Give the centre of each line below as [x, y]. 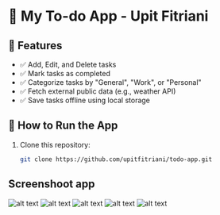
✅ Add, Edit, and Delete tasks [68, 64]
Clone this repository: [55, 144]
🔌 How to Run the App [63, 126]
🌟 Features [35, 46]
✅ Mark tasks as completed [65, 73]
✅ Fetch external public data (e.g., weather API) [98, 91]
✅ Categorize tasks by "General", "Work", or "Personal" [110, 82]
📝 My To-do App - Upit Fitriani [108, 16]
